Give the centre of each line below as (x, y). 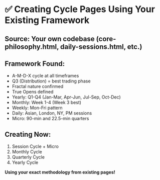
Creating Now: (28, 134)
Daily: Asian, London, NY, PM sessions (52, 113)
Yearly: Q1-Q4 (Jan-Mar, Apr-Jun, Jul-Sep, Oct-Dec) (66, 97)
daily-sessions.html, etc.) (101, 47)
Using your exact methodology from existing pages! (60, 172)
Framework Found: (35, 64)
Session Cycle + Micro (35, 146)
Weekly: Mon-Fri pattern (37, 108)
